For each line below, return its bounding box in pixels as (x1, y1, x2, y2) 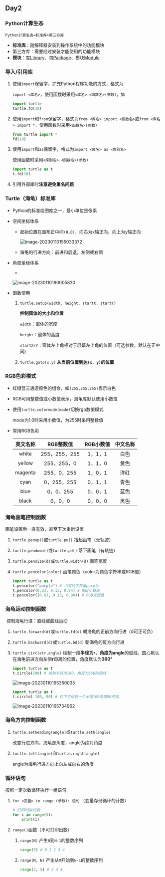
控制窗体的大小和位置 (19, 310, 64, 316)
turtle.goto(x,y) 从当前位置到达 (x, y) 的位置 (19, 359, 115, 365)
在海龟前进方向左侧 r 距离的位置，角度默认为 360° (12, 656, 113, 662)
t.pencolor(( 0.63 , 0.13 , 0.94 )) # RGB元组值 (12, 592, 105, 598)
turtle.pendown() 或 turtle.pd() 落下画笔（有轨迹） (12, 547, 118, 553)
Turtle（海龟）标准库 (5, 195, 56, 202)
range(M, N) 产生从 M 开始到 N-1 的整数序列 (19, 857, 103, 863)
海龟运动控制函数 (5, 605, 46, 612)
